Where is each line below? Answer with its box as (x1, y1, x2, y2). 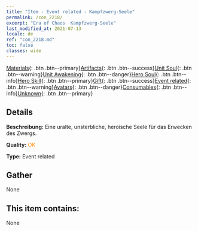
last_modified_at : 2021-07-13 (6, 25, 82, 32)
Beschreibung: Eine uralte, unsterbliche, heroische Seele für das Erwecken (6, 123, 193, 130)
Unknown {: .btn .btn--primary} (17, 89, 93, 97)
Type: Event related (6, 152, 55, 160)
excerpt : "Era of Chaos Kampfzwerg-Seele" (6, 20, 117, 26)
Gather (6, 170, 33, 180)
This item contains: (6, 203, 80, 214)
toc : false (6, 43, 33, 49)
